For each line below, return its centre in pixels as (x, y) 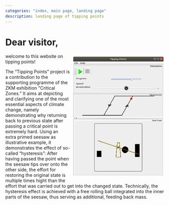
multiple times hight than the (35, 181)
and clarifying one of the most (37, 99)
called (12, 153)
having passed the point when (37, 159)
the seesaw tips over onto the (37, 165)
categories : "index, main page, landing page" (56, 11)
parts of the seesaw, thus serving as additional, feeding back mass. (76, 197)
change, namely (22, 110)
